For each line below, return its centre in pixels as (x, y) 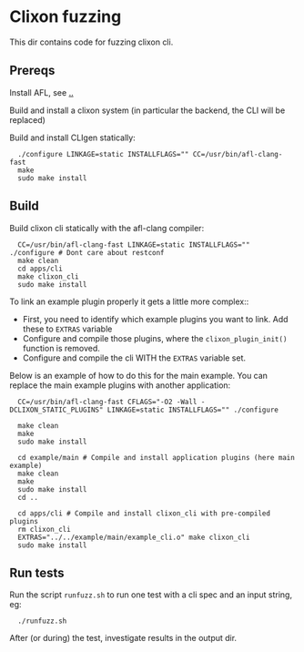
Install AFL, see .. (42, 92)
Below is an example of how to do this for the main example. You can (139, 375)
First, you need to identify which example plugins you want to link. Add (155, 319)
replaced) (27, 119)
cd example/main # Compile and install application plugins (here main (157, 457)
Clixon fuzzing (66, 17)
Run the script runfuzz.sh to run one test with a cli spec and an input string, (151, 595)
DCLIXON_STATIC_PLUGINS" (56, 410)
